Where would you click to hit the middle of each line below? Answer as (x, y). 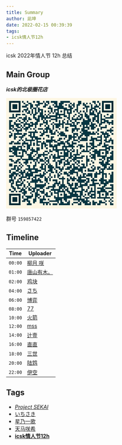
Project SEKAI (32, 407)
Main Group (28, 75)
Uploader (40, 253)
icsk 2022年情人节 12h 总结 (39, 55)
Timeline (23, 238)
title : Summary (25, 12)
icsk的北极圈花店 (27, 89)
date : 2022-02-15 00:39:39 (39, 25)
